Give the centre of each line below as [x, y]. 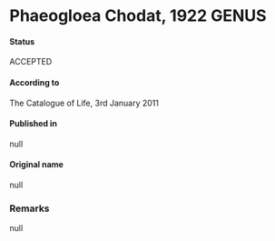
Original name [36, 165]
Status [22, 41]
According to [34, 82]
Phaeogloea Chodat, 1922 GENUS [138, 16]
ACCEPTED [31, 62]
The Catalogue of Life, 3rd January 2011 [84, 103]
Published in [33, 124]
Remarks [29, 208]
